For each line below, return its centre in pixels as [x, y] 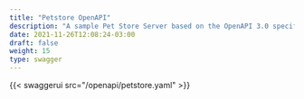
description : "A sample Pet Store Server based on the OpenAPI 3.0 [139, 26]
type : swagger [36, 59]
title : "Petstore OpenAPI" [60, 18]
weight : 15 [30, 51]
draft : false [34, 43]
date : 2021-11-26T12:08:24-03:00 [72, 34]
